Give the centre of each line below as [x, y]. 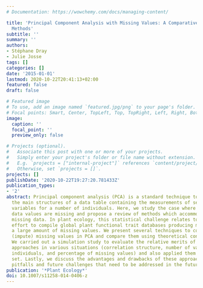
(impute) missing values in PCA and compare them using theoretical [100, 236]
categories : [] [25, 68]
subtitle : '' [23, 34]
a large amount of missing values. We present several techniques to [101, 231]
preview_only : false [37, 135]
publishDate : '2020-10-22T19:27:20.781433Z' [63, 180]
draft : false [23, 91]
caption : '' [27, 124]
